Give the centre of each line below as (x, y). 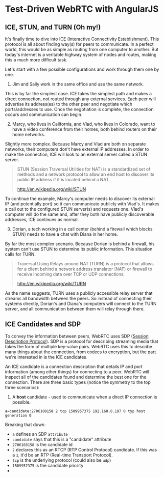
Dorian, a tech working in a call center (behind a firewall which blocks (82, 229)
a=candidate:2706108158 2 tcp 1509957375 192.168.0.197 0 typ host (75, 411)
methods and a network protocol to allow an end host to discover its (86, 174)
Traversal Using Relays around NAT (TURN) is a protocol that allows (85, 264)
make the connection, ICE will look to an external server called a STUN (76, 154)
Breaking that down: (25, 424)
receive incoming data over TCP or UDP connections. (71, 274)
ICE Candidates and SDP (43, 324)
